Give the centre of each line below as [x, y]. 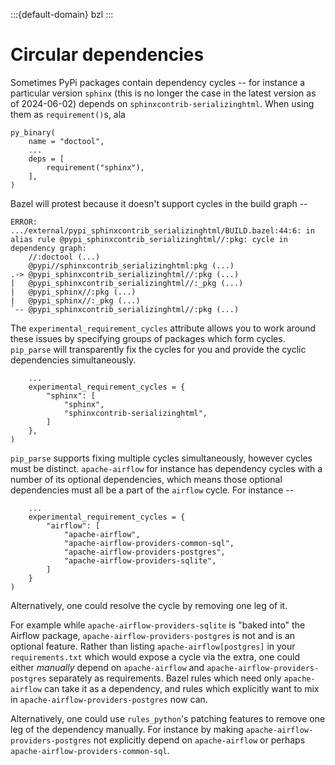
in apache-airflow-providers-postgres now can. [109, 699]
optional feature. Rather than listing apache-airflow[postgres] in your [153, 646]
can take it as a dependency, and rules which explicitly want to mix [182, 688]
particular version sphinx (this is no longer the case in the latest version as [163, 93]
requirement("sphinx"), [95, 167]
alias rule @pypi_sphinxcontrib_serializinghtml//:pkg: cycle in [149, 239]
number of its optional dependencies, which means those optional [146, 479]
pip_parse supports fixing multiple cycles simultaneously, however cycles [161, 458]
